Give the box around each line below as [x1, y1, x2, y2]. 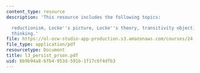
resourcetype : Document [6, 47, 65, 53]
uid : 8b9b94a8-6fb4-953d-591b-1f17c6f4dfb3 [6, 58, 116, 64]
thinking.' [11, 30, 39, 36]
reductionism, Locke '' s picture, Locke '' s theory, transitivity [11, 25, 174, 31]
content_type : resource [6, 8, 65, 15]
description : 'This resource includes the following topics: [6, 14, 161, 20]
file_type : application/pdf [6, 42, 76, 47]
